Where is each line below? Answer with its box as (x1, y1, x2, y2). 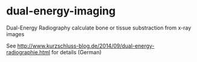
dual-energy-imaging (6, 4, 116, 18)
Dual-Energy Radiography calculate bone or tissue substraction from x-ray (6, 24, 192, 31)
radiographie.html (6, 48, 51, 55)
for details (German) (51, 48, 102, 55)
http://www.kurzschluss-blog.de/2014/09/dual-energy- (17, 42, 155, 49)
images (6, 30, 25, 37)
